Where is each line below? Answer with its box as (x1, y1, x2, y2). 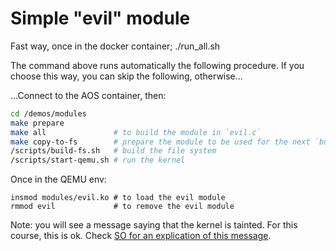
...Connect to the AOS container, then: (10, 89, 167, 101)
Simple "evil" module (10, 7, 191, 30)
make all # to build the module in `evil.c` (10, 127, 262, 137)
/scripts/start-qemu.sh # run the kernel (10, 155, 186, 166)
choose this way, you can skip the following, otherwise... (10, 70, 243, 82)
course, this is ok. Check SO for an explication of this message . (10, 230, 272, 242)
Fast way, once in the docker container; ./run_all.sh (10, 40, 221, 52)
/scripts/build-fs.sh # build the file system (10, 146, 217, 156)
